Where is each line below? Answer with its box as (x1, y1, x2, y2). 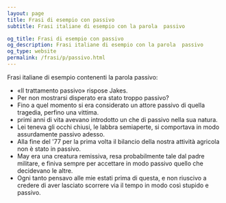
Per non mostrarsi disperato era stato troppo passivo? (16, 93, 169, 101)
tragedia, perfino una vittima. (16, 108, 99, 117)
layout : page (7, 10, 45, 17)
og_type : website (7, 48, 57, 55)
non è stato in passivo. (16, 145, 81, 153)
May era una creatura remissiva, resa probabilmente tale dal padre (16, 152, 205, 160)
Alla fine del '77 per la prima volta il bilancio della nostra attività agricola (16, 137, 220, 145)
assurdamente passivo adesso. (16, 130, 105, 138)
